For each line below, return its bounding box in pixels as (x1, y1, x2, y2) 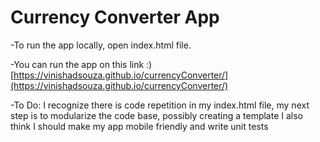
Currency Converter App (10, 6, 220, 29)
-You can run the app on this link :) (10, 58, 153, 70)
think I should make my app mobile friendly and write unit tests (10, 120, 269, 132)
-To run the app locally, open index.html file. (10, 39, 192, 51)
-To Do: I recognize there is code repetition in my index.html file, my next (10, 99, 310, 111)
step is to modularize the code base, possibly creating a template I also (10, 109, 304, 121)
